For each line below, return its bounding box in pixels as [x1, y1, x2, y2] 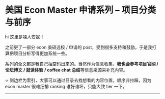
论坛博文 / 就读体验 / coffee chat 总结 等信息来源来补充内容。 [5, 67, 128, 73]
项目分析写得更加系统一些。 [13, 50, 70, 56]
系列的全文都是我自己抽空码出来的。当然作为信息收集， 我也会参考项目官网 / [5, 61, 159, 67]
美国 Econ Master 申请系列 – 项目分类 [5, 4, 156, 16]
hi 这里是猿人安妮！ [5, 34, 45, 40]
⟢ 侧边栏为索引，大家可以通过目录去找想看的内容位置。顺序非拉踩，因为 [5, 77, 152, 83]
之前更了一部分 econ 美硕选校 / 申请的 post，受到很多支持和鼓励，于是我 [5, 44, 152, 50]
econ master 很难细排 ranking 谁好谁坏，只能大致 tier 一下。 [5, 83, 127, 89]
